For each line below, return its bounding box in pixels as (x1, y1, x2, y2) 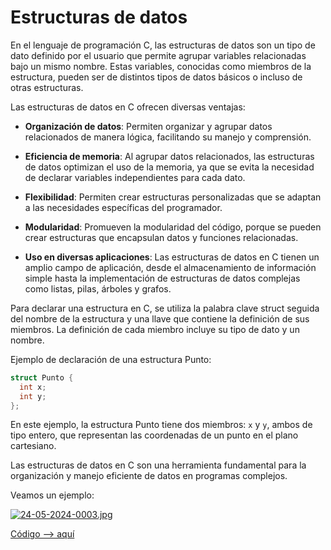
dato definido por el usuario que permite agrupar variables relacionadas (10, 49, 307, 61)
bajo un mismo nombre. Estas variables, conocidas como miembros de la (10, 60, 312, 72)
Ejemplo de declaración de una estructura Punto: (10, 353, 212, 365)
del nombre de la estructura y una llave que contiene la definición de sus (10, 312, 310, 325)
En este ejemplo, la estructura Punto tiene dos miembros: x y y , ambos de (10, 419, 313, 431)
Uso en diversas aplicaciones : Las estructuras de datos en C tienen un (24, 251, 320, 263)
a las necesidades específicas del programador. (24, 201, 223, 213)
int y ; (19, 391, 47, 401)
